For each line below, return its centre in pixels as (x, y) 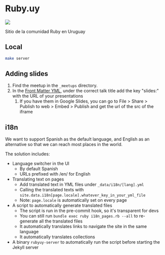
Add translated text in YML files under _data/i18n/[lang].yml (82, 184)
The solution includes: (28, 154)
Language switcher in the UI (41, 164)
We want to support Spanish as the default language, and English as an (77, 139)
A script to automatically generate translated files (62, 206)
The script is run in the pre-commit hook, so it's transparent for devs (89, 211)
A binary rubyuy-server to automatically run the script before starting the (86, 242)
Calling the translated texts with (52, 190)
